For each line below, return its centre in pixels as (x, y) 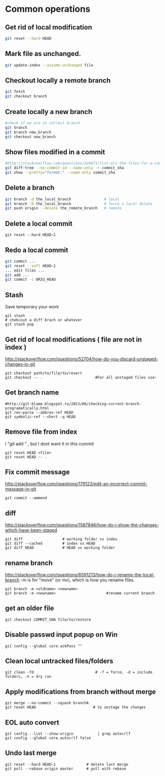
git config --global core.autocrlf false (48, 738)
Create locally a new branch (49, 112)
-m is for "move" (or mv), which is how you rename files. (78, 580)
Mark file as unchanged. (43, 54)
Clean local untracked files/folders (59, 661)
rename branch (29, 563)
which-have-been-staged (31, 530)
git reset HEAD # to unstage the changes (76, 707)
